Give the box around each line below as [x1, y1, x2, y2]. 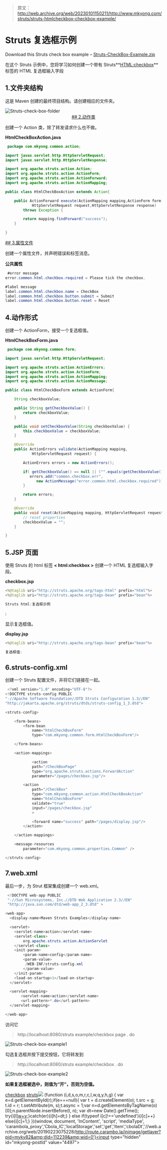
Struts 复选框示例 [5, 35, 77, 46]
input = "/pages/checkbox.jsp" [31, 805, 92, 810]
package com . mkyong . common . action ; [7, 144, 81, 149]
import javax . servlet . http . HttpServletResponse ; [5, 158, 108, 163]
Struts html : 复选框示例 [5, 602, 51, 607]
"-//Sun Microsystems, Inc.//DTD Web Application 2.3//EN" [7, 897, 133, 902]
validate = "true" [31, 800, 66, 806]
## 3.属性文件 [5, 240, 34, 246]
